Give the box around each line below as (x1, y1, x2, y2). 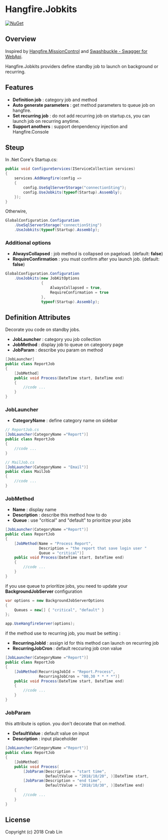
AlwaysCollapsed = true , (50, 285, 102, 290)
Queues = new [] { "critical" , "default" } (14, 607, 104, 612)
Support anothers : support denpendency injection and (12, 123, 128, 129)
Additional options (5, 239, 51, 246)
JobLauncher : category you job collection (12, 336, 101, 342)
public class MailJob (5, 469, 51, 474)
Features (5, 83, 34, 92)
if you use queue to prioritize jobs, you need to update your (5, 583, 128, 589)
